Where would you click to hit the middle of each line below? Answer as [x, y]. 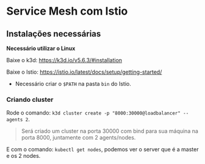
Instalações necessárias [54, 34]
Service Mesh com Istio [67, 11]
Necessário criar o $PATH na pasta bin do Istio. [73, 84]
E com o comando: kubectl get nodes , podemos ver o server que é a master [103, 149]
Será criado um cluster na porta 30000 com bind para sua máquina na [110, 131]
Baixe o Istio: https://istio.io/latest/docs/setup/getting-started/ [84, 72]
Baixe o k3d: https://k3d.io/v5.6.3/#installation [64, 60]
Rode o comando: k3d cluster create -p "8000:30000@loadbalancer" [94, 113]
